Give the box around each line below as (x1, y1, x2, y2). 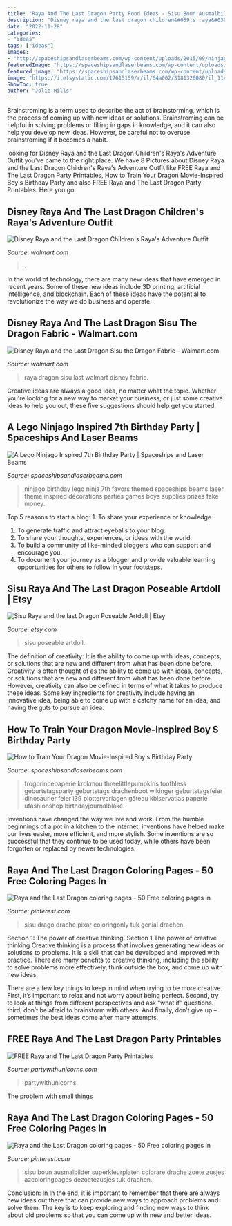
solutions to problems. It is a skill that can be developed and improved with (7, 949, 220, 956)
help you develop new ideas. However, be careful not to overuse (7, 129, 191, 137)
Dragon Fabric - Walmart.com (7, 328, 138, 340)
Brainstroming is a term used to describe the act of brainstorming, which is (7, 106, 220, 115)
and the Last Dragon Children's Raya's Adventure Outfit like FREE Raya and (7, 164, 221, 172)
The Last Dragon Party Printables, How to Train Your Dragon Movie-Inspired (7, 171, 224, 180)
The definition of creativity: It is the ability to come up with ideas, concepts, (7, 652, 222, 660)
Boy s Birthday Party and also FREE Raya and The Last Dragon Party (7, 178, 202, 187)
